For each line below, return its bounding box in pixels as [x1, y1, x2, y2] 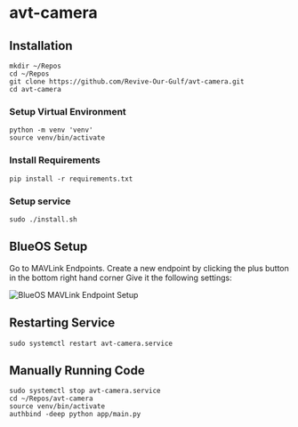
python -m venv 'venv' [9, 125, 93, 135]
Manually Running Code [9, 363, 145, 378]
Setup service [9, 195, 71, 207]
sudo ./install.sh [9, 214, 77, 224]
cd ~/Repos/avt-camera [9, 394, 93, 403]
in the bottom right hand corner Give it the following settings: [9, 272, 233, 283]
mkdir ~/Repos [9, 61, 62, 70]
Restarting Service [9, 315, 116, 331]
